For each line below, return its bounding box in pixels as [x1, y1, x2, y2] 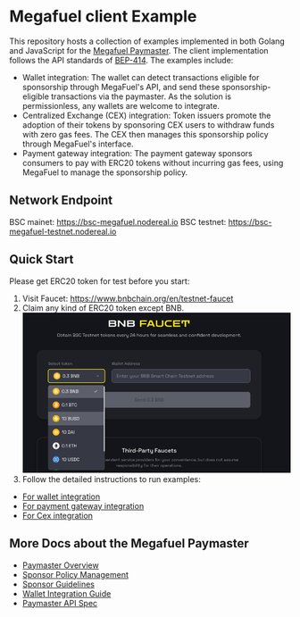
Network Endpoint [9, 193, 113, 208]
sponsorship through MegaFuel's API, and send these [21, 81, 221, 92]
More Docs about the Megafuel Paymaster [9, 536, 250, 551]
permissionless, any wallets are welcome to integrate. [21, 100, 221, 111]
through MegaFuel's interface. [21, 138, 134, 149]
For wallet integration [21, 491, 101, 502]
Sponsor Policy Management [21, 569, 129, 579]
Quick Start [9, 252, 74, 267]
